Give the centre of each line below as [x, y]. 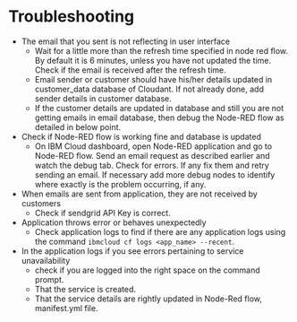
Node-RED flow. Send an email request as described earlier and [152, 155]
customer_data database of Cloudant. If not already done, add [149, 89]
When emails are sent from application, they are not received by [140, 194]
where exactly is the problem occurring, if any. [120, 184]
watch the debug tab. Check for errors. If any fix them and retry [152, 165]
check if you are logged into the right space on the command [147, 270]
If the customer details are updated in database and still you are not [159, 108]
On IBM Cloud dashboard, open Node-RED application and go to [153, 146]
